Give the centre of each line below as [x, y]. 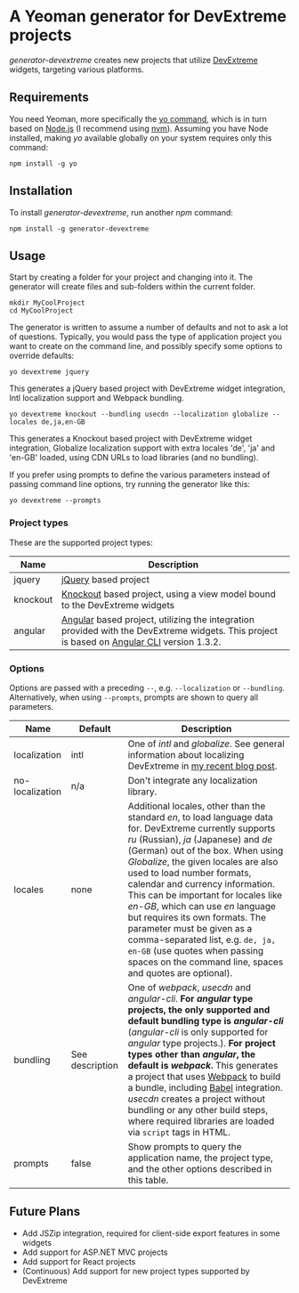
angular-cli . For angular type [190, 998]
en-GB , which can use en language [202, 906]
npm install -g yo [43, 163]
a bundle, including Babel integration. [205, 1087]
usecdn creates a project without [196, 1099]
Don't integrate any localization [193, 780]
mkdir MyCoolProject [48, 303]
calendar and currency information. [202, 883]
